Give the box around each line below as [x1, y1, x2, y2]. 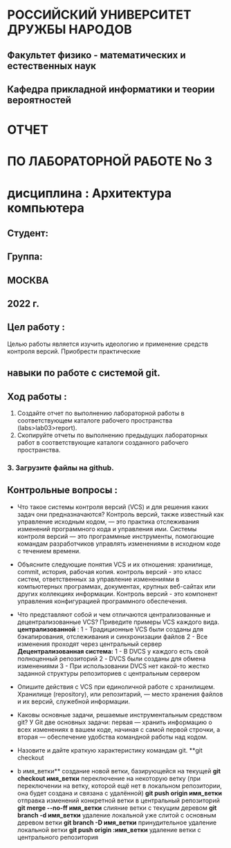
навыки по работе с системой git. [7, 367, 160, 379]
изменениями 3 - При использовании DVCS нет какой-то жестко [17, 661, 210, 670]
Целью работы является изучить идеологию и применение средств [7, 340, 209, 348]
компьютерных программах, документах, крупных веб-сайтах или [17, 582, 216, 591]
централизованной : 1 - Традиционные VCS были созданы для [17, 625, 204, 633]
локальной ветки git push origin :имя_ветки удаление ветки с [17, 825, 201, 833]
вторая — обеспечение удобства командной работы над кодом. [17, 732, 208, 741]
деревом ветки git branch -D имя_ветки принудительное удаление [17, 818, 216, 827]
